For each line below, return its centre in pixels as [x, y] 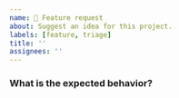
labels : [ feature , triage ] [60, 34]
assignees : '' [36, 52]
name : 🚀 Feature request [56, 18]
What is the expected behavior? [81, 83]
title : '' [28, 43]
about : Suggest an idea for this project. [91, 26]
